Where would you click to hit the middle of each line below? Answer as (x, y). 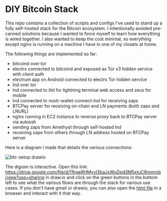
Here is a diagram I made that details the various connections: (69, 147)
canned (13, 33)
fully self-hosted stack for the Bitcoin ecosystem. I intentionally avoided (79, 28)
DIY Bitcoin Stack (42, 9)
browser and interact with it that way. (43, 193)
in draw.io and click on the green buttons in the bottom (102, 177)
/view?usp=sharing (25, 177)
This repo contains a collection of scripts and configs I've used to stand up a (84, 23)
